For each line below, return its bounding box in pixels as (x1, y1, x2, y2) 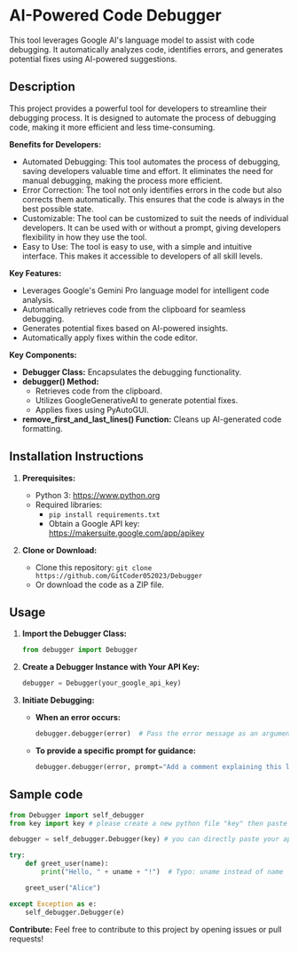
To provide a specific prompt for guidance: (35, 745, 197, 756)
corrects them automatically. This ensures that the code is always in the (21, 194, 285, 204)
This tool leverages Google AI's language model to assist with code (9, 35, 255, 45)
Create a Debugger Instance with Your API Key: (21, 662, 200, 672)
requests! (9, 933, 44, 944)
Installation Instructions (9, 449, 145, 465)
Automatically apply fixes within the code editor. (21, 332, 198, 343)
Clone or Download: (21, 544, 98, 555)
